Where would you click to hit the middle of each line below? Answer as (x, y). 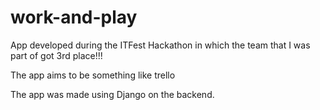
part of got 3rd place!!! (56, 55)
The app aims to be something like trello (93, 75)
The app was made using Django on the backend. (112, 94)
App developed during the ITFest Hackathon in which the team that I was (160, 45)
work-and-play (74, 17)
